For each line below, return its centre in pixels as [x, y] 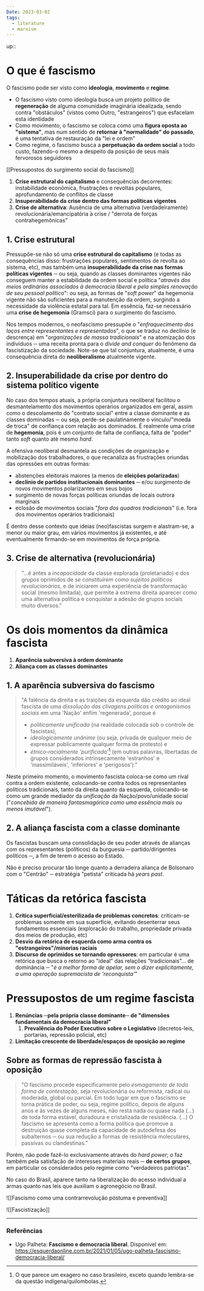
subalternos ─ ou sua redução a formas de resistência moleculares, [106, 1136]
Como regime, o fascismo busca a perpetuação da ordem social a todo [105, 145]
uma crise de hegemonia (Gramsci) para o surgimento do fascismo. [91, 312]
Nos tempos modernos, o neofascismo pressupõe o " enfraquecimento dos [100, 324]
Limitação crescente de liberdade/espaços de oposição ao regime [100, 1041]
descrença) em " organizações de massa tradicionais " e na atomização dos [101, 337]
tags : [13, 18]
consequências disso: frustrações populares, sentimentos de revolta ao [96, 261]
